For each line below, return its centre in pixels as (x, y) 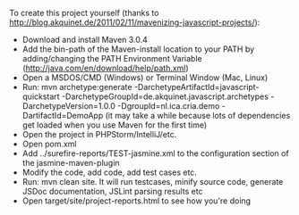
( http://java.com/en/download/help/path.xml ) (106, 68)
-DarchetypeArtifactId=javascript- (196, 87)
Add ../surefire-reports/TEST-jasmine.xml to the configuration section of (155, 153)
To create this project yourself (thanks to (84, 13)
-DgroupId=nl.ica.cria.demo (169, 106)
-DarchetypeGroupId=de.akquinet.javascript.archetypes (165, 96)
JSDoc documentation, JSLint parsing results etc (112, 191)
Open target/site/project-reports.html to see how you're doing (137, 201)
